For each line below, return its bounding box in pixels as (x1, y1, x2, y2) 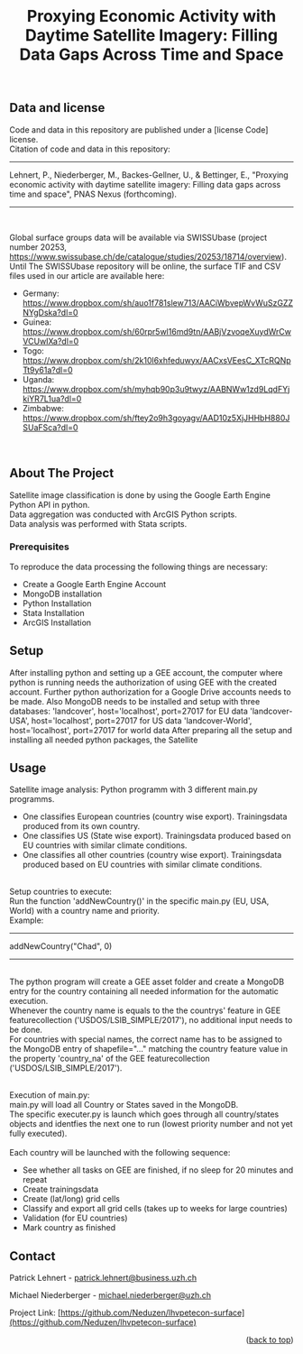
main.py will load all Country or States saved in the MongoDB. (9, 1100, 239, 1110)
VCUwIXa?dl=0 (22, 336, 79, 346)
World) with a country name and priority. (9, 906, 161, 916)
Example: (9, 915, 44, 926)
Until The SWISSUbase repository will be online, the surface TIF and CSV (9, 261, 281, 272)
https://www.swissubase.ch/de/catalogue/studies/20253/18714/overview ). (9, 251, 287, 262)
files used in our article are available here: (9, 270, 165, 281)
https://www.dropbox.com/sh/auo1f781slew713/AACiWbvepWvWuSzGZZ (22, 297, 294, 308)
